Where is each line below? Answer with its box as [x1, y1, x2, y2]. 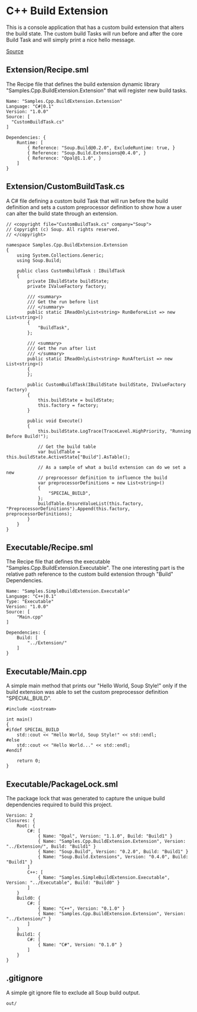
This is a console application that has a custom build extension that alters [6, 24, 185, 31]
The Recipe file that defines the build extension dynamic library [6, 80, 160, 87]
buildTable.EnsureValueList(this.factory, [37, 501, 144, 507]
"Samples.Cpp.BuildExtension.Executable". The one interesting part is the [6, 565, 185, 572]
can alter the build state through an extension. [6, 210, 118, 217]
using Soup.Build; [17, 257, 62, 264]
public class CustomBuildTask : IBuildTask [17, 268, 126, 274]
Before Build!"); [6, 433, 49, 439]
